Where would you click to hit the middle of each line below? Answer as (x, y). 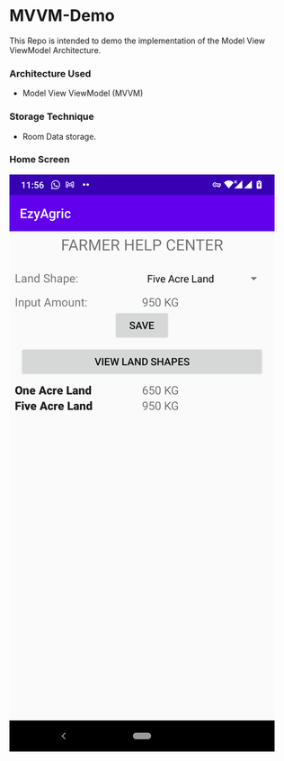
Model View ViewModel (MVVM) (83, 93)
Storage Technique (52, 116)
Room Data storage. (59, 136)
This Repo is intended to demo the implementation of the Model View (138, 41)
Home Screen (40, 160)
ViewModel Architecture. (55, 50)
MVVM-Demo (62, 16)
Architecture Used (50, 73)
